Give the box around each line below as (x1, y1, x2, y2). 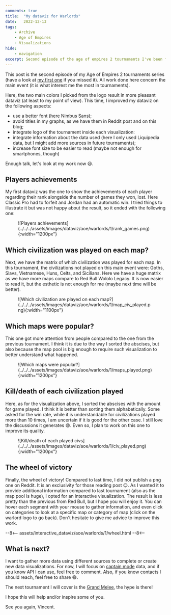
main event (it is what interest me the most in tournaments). (5, 82, 130, 88)
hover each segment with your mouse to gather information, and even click (5, 503, 163, 510)
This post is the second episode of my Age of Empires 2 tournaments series (5, 71, 164, 77)
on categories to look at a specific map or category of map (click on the (5, 509, 156, 515)
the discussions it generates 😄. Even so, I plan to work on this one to (5, 422, 150, 428)
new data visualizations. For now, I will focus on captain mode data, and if (5, 564, 160, 570)
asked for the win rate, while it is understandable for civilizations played (5, 411, 156, 417)
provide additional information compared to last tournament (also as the (5, 487, 156, 494)
